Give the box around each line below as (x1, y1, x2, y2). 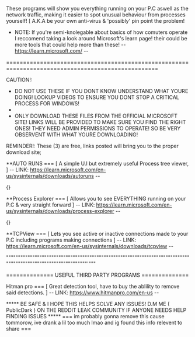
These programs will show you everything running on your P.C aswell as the (6, 5, 189, 12)
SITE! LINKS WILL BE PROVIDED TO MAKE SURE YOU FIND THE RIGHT (14, 119, 186, 125)
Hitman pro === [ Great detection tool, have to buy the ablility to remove (6, 283, 180, 290)
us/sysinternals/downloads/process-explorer (6, 208, 115, 214)
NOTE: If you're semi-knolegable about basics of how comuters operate (14, 29, 188, 36)
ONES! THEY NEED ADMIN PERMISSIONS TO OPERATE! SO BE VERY (14, 125, 181, 132)
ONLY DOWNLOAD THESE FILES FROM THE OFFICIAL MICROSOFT (14, 112, 178, 119)
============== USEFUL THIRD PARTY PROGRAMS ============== (6, 271, 189, 278)
